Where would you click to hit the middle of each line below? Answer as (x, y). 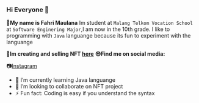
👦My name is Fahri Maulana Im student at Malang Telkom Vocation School (100, 23)
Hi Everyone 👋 (27, 10)
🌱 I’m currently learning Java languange (65, 80)
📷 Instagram (22, 66)
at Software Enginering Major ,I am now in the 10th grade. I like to (88, 29)
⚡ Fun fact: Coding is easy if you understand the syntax (85, 93)
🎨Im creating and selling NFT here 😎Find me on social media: (86, 54)
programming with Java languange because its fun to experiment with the (99, 36)
